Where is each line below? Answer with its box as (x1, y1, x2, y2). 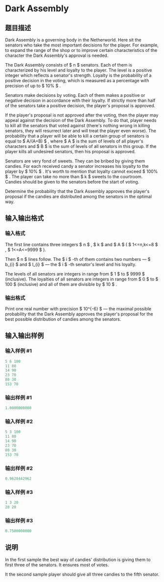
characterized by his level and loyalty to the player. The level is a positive (5, 67, 152, 73)
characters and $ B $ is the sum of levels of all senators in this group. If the (5, 143, 157, 149)
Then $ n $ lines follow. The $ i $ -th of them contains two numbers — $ (5, 256, 151, 262)
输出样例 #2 (5, 465, 33, 471)
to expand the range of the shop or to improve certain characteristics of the (5, 47, 158, 53)
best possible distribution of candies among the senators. (5, 316, 121, 322)
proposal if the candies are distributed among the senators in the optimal (5, 194, 152, 199)
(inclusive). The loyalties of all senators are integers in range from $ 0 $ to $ (5, 276, 159, 282)
